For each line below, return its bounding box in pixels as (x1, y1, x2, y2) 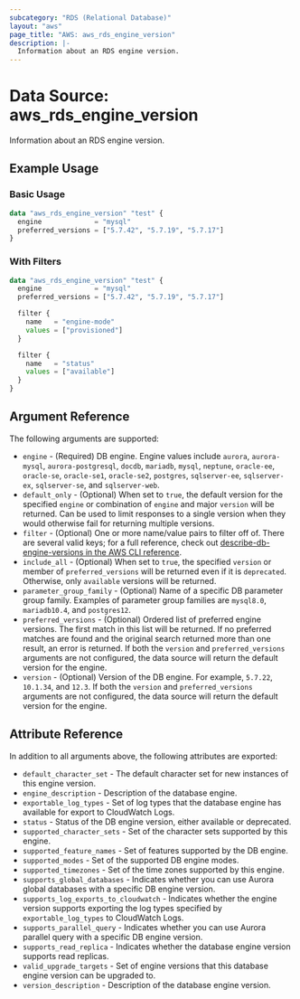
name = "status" (25, 359, 95, 368)
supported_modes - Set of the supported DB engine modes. (22, 854, 239, 865)
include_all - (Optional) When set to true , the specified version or (22, 556, 272, 567)
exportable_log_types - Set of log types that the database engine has (22, 796, 282, 807)
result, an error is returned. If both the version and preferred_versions (22, 643, 286, 654)
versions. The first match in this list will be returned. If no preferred (22, 623, 272, 634)
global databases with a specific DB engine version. (22, 883, 216, 894)
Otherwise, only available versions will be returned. (22, 575, 217, 586)
